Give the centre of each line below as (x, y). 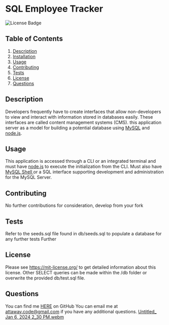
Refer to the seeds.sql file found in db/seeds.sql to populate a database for (83, 233)
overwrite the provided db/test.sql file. (45, 278)
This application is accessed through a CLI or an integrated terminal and (81, 161)
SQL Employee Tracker (54, 9)
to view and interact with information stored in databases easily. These (79, 117)
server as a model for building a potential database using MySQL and (77, 128)
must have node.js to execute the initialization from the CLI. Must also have (84, 167)
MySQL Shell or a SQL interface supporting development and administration (84, 172)
